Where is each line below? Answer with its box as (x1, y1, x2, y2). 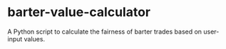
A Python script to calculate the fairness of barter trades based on (7, 27, 202, 36)
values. (24, 34, 45, 43)
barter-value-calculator (7, 4, 151, 20)
